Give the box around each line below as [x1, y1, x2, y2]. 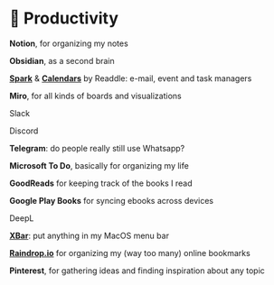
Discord [9, 125, 39, 136]
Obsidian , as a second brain [9, 55, 115, 66]
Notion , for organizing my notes [9, 38, 128, 49]
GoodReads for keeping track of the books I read [9, 178, 193, 188]
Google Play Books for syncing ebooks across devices [9, 195, 214, 206]
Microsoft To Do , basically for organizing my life [9, 160, 190, 170]
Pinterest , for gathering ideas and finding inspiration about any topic [9, 265, 265, 276]
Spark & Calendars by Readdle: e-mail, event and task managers [9, 72, 252, 84]
